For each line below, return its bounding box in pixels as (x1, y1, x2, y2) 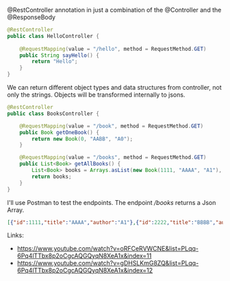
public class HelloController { (7, 32, 99, 40)
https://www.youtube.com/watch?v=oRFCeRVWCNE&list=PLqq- (16, 245, 199, 253)
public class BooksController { (7, 110, 99, 117)
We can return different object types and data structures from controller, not (7, 84, 222, 91)
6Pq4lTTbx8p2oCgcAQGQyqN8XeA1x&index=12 (16, 267, 153, 275)
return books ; (31, 173, 72, 180)
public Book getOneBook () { (19, 129, 99, 136)
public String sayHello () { (19, 51, 99, 59)
